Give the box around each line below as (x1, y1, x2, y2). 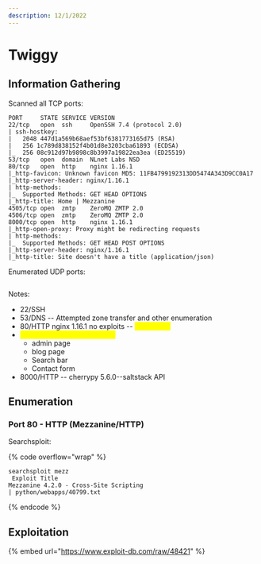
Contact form (31, 363, 75, 373)
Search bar (31, 355, 68, 365)
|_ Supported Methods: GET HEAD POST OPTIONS (8, 239, 165, 247)
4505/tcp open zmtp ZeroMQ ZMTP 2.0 (8, 204, 144, 212)
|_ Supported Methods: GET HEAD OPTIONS (8, 190, 148, 199)
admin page (31, 338, 71, 348)
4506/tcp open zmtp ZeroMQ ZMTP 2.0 (8, 211, 144, 219)
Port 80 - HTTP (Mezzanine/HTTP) (8, 419, 144, 430)
